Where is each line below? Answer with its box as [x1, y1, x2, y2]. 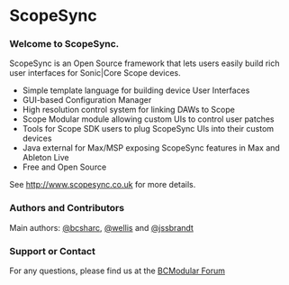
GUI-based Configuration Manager [22, 95, 152, 106]
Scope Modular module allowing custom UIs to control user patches [22, 114, 275, 124]
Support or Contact [9, 244, 96, 257]
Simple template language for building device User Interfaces [22, 85, 250, 96]
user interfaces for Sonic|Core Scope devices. [9, 68, 182, 78]
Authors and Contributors [9, 202, 124, 215]
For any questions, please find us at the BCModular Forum [9, 265, 226, 276]
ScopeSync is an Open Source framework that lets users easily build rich [9, 58, 280, 69]
